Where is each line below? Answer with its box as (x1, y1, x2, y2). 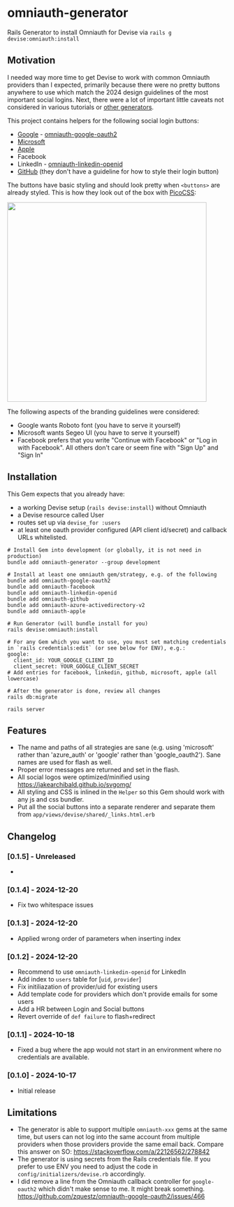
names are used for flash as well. (17, 758, 113, 767)
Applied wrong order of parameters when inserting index (17, 934, 182, 942)
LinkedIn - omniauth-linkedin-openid (17, 160, 124, 168)
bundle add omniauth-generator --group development (7, 559, 161, 566)
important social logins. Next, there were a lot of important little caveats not (7, 95, 224, 104)
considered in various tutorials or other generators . (7, 103, 154, 111)
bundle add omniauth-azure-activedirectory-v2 (7, 601, 145, 608)
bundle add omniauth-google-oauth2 (7, 577, 111, 584)
